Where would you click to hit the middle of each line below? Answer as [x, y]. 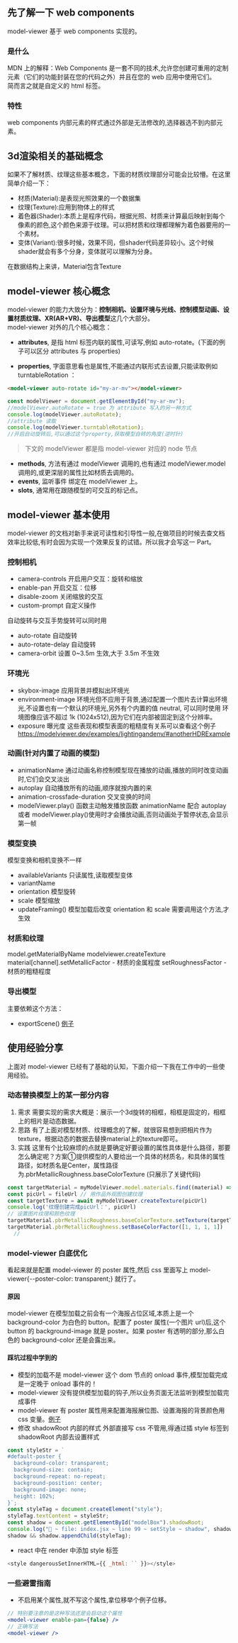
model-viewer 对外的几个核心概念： [59, 327]
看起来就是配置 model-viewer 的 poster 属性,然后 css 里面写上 [98, 1270]
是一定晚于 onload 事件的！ [57, 1384]
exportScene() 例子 [46, 1024]
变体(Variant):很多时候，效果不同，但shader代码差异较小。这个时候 [115, 242]
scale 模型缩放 [39, 901]
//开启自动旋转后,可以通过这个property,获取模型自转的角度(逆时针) [96, 434]
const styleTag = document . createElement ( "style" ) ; [85, 1509]
